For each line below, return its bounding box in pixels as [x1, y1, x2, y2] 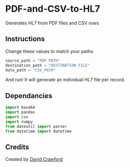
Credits [5, 143, 30, 151]
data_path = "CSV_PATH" [5, 67, 56, 73]
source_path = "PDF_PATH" [5, 58, 60, 63]
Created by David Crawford [5, 156, 63, 162]
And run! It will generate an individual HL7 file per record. [5, 77, 125, 83]
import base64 [5, 105, 36, 110]
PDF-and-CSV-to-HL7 [5, 3, 100, 15]
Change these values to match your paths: [5, 48, 94, 54]
